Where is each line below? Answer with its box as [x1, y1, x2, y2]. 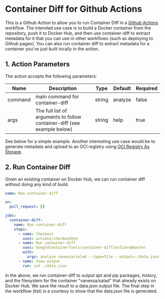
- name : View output [18, 259, 60, 264]
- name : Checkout [18, 231, 54, 237]
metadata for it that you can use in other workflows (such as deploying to [5, 35, 153, 41]
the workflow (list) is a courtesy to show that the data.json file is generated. [5, 288, 158, 294]
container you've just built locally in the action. [5, 46, 99, 52]
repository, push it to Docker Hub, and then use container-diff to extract [5, 30, 151, 36]
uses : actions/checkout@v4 [23, 236, 78, 241]
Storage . [5, 149, 23, 154]
